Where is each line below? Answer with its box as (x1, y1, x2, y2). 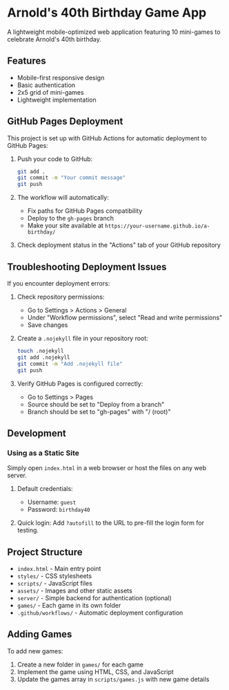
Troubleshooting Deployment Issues (7, 261, 167, 272)
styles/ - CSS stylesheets (17, 572, 92, 580)
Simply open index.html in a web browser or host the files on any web (7, 464, 207, 472)
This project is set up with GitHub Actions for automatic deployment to (7, 133, 207, 142)
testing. (17, 526, 39, 534)
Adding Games (7, 628, 72, 640)
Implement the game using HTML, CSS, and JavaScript (17, 667, 174, 675)
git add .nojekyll (17, 354, 70, 361)
